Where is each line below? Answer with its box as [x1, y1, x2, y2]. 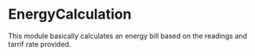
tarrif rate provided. [8, 39, 71, 48]
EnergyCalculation [8, 5, 132, 23]
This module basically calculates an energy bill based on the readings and [8, 31, 247, 40]
